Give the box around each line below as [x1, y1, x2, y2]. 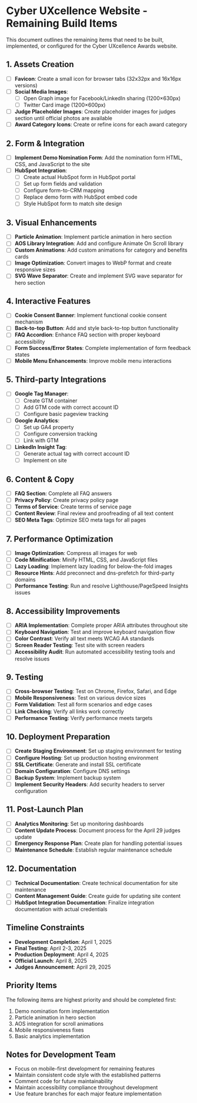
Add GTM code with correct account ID [23, 404, 119, 411]
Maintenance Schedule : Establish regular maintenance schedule [14, 846, 172, 853]
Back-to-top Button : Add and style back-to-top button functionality [14, 325, 179, 332]
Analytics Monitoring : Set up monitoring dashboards [14, 820, 144, 827]
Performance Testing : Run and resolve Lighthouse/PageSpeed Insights [14, 582, 189, 590]
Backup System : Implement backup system [14, 774, 121, 781]
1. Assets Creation [6, 60, 74, 70]
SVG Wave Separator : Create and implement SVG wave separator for [14, 272, 183, 279]
